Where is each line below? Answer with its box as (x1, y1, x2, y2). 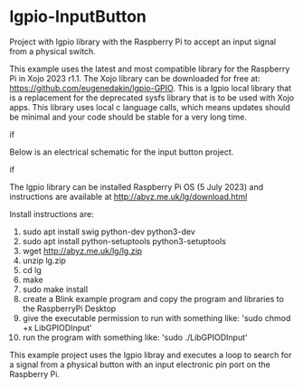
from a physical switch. (9, 45, 97, 56)
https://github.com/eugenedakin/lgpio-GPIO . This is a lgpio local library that (9, 82, 292, 93)
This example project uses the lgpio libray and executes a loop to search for (9, 349, 292, 360)
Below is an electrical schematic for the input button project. (9, 147, 234, 157)
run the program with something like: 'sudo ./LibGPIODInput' (22, 332, 248, 343)
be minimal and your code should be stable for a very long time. (9, 111, 247, 122)
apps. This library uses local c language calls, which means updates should (9, 101, 291, 112)
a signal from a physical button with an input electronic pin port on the (9, 359, 271, 370)
